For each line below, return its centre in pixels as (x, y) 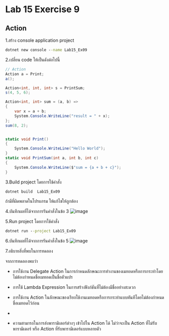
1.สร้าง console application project (40, 40)
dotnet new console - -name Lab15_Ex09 (46, 50)
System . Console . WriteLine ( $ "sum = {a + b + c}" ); (68, 167)
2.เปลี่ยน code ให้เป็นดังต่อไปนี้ (32, 59)
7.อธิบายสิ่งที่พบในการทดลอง (29, 251)
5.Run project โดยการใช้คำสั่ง (32, 222)
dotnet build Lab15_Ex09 (32, 192)
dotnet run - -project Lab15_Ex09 (41, 231)
